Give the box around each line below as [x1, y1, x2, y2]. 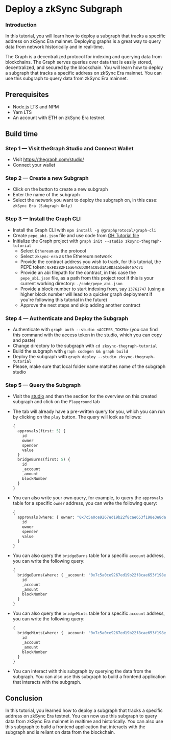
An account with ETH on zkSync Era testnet [12, 114, 105, 121]
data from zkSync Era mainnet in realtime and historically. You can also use [5, 719, 163, 725]
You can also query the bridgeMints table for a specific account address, [12, 610, 165, 616]
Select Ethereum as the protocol [20, 247, 86, 253]
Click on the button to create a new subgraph [12, 186, 108, 192]
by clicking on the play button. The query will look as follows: [12, 414, 142, 420]
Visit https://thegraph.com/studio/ [12, 156, 84, 163]
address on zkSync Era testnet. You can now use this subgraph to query [5, 713, 157, 719]
